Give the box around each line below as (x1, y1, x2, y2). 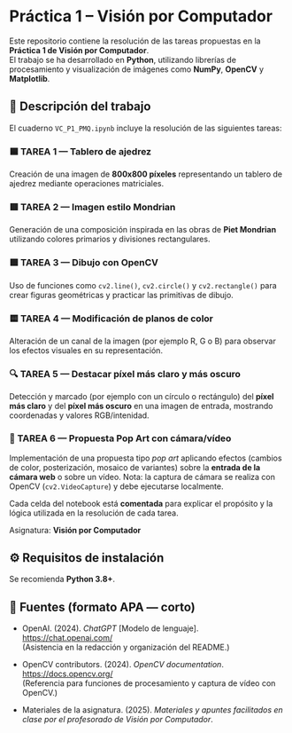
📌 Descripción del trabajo (9, 99, 151, 114)
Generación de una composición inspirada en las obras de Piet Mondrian (9, 225, 277, 235)
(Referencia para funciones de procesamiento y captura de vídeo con (21, 678, 276, 689)
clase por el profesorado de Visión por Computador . (21, 714, 214, 725)
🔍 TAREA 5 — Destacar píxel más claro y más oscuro (9, 367, 242, 380)
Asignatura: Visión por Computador (9, 524, 142, 535)
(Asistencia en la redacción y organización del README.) (21, 642, 230, 653)
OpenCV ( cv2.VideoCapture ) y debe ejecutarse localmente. (9, 481, 224, 492)
